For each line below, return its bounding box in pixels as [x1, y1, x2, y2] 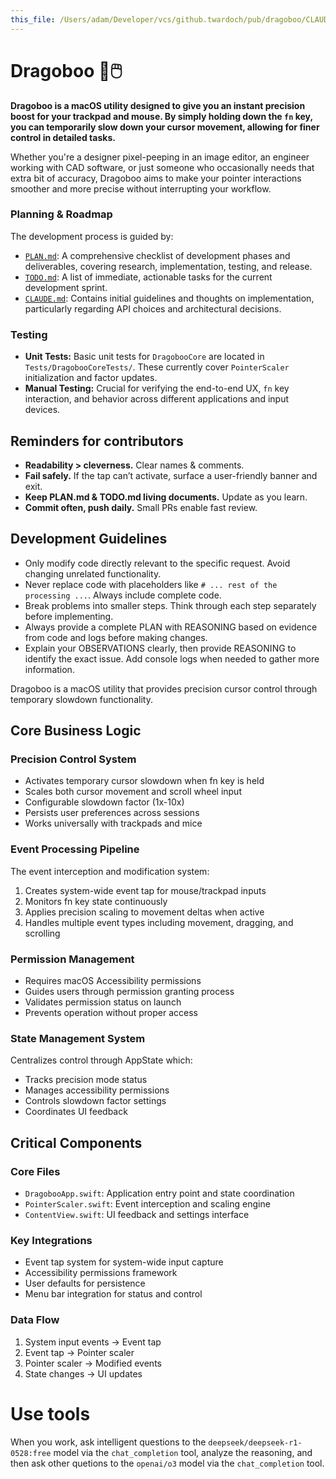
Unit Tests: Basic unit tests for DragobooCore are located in [24, 351, 265, 363]
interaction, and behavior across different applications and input [24, 393, 289, 405]
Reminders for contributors [10, 432, 184, 450]
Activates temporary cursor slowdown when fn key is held [24, 775, 265, 787]
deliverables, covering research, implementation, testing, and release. [24, 260, 313, 272]
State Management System [10, 1031, 146, 1045]
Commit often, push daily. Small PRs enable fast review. [24, 501, 258, 513]
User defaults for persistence [24, 1277, 146, 1290]
